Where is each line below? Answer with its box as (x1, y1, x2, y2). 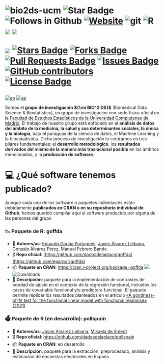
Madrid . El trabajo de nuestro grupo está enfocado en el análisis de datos (5, 120, 155, 126)
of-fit (12, 297, 23, 304)
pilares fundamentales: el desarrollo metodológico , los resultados (5, 141, 140, 147)
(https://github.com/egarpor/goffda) (12, 259, 85, 264)
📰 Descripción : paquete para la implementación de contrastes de (12, 277, 145, 283)
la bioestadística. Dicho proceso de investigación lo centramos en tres (5, 136, 147, 142)
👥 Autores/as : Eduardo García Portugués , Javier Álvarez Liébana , (12, 241, 146, 247)
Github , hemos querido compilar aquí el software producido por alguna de (5, 210, 156, 216)
